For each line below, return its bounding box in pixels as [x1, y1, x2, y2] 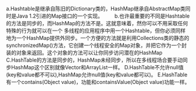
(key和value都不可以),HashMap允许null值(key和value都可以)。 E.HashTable [6, 71, 188, 78]
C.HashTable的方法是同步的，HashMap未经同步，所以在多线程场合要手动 [6, 56, 183, 63]
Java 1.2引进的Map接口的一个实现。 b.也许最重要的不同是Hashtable [16, 12, 190, 19]
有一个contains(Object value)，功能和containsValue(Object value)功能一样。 [6, 79, 190, 85]
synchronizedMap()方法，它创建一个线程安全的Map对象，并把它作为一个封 [6, 42, 187, 49]
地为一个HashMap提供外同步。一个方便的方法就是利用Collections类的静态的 [6, 35, 190, 41]
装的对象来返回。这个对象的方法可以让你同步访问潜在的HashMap [6, 49, 163, 56]
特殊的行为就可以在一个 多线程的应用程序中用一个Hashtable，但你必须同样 [6, 27, 186, 34]
